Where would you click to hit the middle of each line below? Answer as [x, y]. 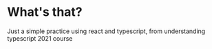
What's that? [45, 12]
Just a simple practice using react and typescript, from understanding [106, 31]
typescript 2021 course [40, 38]
